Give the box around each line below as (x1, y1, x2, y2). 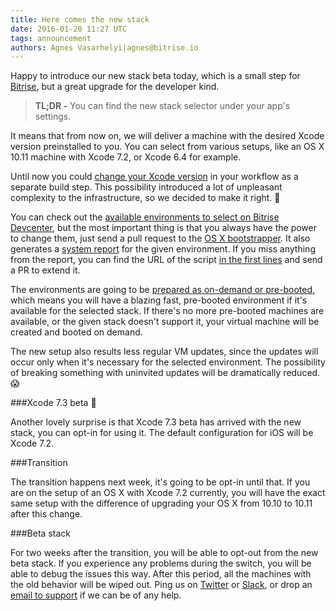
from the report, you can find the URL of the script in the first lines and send (10, 254, 323, 266)
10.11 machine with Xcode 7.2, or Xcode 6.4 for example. (10, 151, 242, 163)
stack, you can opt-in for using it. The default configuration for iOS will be (10, 427, 314, 439)
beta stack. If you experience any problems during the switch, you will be (10, 557, 312, 570)
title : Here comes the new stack (10, 14, 150, 25)
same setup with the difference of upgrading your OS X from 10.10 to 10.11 (10, 497, 313, 510)
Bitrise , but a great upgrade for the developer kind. (10, 81, 220, 93)
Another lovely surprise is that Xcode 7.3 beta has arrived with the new (10, 416, 302, 428)
